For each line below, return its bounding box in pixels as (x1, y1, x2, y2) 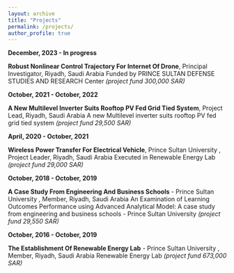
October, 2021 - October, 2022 (8, 91, 98, 99)
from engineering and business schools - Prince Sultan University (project (8, 210, 221, 218)
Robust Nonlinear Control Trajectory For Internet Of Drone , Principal (8, 62, 208, 70)
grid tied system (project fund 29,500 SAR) (8, 119, 132, 127)
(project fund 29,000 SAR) (8, 161, 84, 169)
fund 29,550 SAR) (8, 217, 60, 226)
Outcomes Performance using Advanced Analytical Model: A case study (8, 203, 215, 211)
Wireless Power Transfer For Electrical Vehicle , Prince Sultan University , (8, 146, 221, 154)
